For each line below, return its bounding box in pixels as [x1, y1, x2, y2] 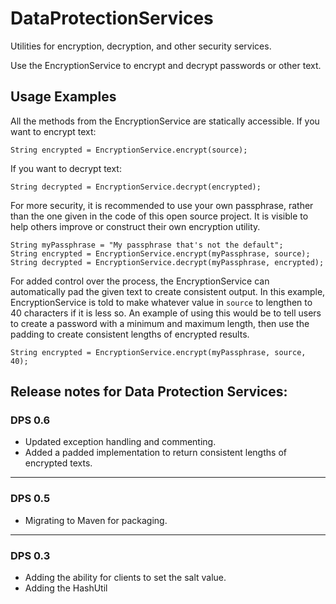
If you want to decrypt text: [10, 162, 122, 174]
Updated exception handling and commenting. [24, 436, 217, 448]
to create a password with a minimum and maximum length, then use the [10, 317, 310, 329]
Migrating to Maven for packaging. [24, 514, 168, 526]
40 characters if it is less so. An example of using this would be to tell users [10, 307, 322, 319]
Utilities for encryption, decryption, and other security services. [10, 40, 272, 52]
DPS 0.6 [10, 413, 51, 427]
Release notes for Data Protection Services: [10, 383, 288, 401]
